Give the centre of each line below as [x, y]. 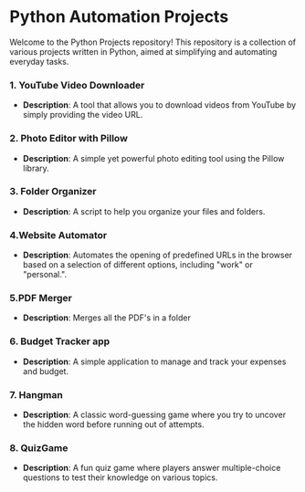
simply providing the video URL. [83, 115]
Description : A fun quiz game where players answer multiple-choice [152, 468]
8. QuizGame [39, 447]
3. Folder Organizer [53, 192]
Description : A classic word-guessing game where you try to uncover [154, 415]
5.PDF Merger [41, 298]
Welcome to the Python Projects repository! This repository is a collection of [153, 42]
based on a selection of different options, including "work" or [138, 265]
